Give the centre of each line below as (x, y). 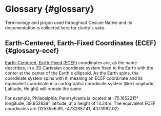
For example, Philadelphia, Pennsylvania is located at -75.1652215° (72, 98)
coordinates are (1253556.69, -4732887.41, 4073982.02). (63, 108)
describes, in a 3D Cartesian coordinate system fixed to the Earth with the (79, 68)
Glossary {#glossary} (50, 9)
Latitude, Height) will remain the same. (44, 89)
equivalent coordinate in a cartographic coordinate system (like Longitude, (80, 83)
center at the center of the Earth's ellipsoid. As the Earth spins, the (72, 73)
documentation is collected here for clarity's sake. (55, 27)
